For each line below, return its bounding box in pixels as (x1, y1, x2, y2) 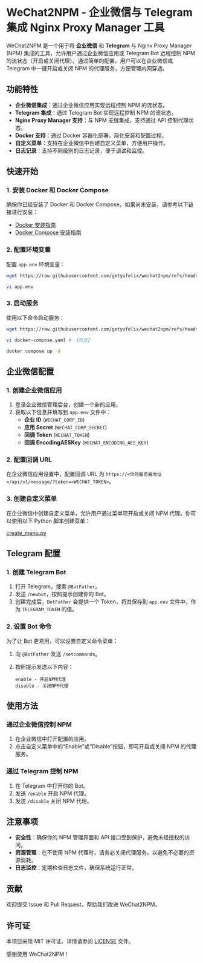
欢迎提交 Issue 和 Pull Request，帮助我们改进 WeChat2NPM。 (6, 901, 161, 908)
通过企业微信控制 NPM (6, 720, 72, 728)
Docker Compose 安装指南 (14, 229, 82, 237)
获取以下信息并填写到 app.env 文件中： (14, 409, 112, 416)
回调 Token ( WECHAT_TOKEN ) (24, 431, 90, 438)
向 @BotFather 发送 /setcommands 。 (14, 650, 101, 657)
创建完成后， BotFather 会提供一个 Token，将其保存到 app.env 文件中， (14, 598, 192, 605)
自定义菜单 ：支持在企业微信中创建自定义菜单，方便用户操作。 (14, 139, 169, 146)
